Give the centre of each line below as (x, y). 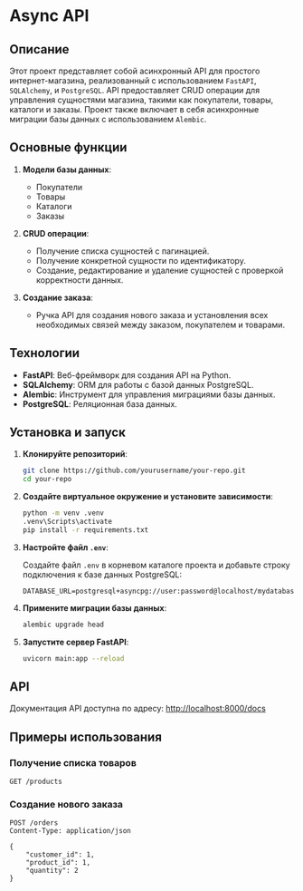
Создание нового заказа (66, 804)
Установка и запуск (68, 433)
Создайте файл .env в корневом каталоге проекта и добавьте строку (156, 565)
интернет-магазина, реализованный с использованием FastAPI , (133, 81)
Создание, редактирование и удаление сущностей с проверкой (160, 270)
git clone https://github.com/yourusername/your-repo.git (134, 471)
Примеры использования (86, 736)
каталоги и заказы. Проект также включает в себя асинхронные (134, 109)
